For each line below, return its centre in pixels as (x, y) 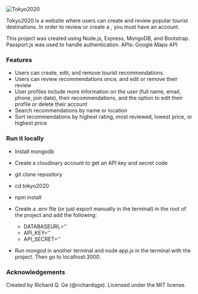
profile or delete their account (51, 104)
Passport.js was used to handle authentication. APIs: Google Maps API (92, 45)
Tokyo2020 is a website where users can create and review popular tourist (97, 20)
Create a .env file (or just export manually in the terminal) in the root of (100, 209)
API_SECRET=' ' (42, 239)
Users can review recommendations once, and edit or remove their (96, 79)
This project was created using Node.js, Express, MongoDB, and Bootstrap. (98, 38)
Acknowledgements (36, 272)
